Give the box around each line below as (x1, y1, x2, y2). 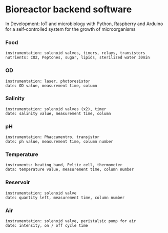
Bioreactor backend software (5, 4, 132, 15)
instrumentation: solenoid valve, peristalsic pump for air (5, 219, 137, 224)
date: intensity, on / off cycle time (5, 223, 88, 228)
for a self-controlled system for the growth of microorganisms (5, 26, 136, 32)
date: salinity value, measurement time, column (5, 111, 111, 116)
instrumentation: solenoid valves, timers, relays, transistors (5, 50, 145, 56)
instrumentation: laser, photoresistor (5, 79, 91, 84)
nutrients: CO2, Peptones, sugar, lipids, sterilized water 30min (5, 55, 150, 60)
